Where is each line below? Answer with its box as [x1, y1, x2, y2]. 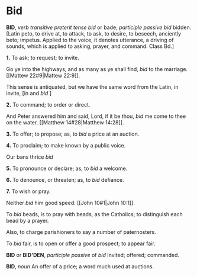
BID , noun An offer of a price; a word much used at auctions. [6, 262, 154, 270]
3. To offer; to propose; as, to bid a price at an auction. [6, 130, 140, 137]
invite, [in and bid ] [6, 89, 52, 97]
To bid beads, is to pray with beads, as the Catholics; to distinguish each [6, 210, 183, 217]
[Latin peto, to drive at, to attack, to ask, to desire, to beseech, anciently [6, 30, 182, 37]
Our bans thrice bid [6, 153, 53, 161]
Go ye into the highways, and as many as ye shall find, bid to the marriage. [6, 65, 188, 72]
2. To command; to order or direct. [6, 101, 91, 108]
